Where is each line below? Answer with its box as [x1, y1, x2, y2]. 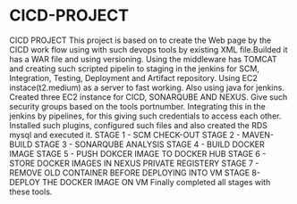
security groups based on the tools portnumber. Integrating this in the [9, 101, 266, 111]
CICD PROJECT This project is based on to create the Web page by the [9, 35, 272, 45]
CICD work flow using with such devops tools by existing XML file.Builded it [9, 44, 288, 54]
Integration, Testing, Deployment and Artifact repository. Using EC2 [9, 72, 258, 83]
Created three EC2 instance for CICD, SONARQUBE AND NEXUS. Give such [9, 91, 288, 102]
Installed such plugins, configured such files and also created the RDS [9, 119, 268, 130]
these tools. [9, 186, 53, 197]
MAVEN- [242, 129, 275, 140]
